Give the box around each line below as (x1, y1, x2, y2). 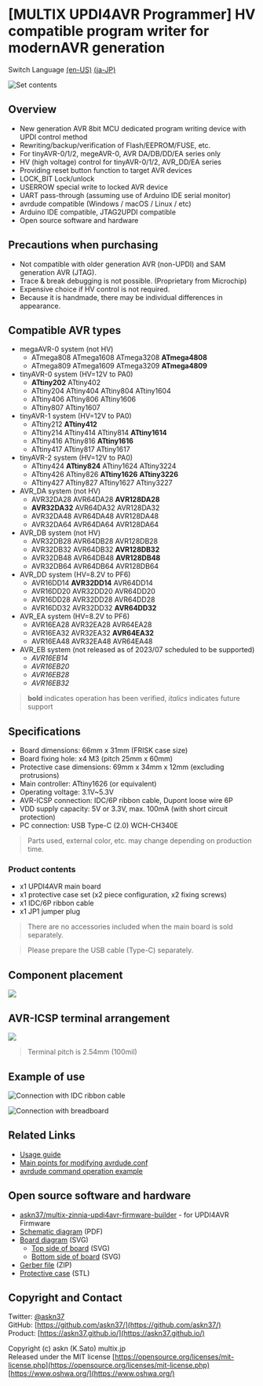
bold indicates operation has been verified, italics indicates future (27, 694, 241, 703)
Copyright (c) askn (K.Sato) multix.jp (8, 1344, 126, 1353)
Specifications (8, 724, 81, 738)
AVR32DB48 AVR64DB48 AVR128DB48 (31, 553, 161, 563)
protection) (19, 812, 57, 822)
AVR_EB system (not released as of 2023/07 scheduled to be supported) (19, 645, 255, 654)
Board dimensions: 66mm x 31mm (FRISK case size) (19, 746, 188, 755)
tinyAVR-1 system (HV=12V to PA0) (19, 411, 132, 421)
